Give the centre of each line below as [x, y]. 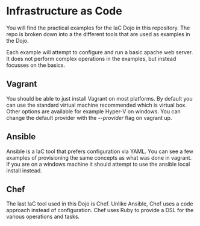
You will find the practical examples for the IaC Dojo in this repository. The [98, 28]
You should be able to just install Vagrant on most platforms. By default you [99, 98]
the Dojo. [17, 40]
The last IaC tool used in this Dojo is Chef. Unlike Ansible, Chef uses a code [100, 204]
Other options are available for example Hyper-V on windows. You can [93, 111]
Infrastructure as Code [64, 11]
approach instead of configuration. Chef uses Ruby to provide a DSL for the [100, 210]
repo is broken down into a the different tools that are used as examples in [98, 34]
